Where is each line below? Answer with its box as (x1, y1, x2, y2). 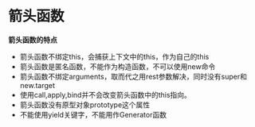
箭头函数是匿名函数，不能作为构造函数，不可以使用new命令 (19, 61, 216, 71)
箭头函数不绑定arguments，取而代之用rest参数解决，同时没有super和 (19, 71, 247, 81)
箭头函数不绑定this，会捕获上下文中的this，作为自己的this (19, 52, 210, 61)
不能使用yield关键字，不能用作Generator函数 (19, 110, 167, 119)
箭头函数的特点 (8, 35, 57, 44)
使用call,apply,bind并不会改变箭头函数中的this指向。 (19, 90, 191, 99)
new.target (19, 80, 56, 90)
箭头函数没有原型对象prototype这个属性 (19, 100, 151, 110)
